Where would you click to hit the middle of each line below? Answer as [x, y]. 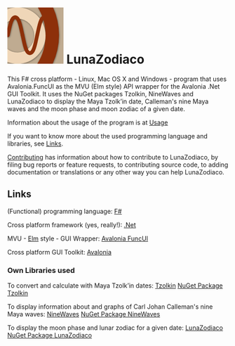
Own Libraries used [41, 270]
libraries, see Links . [35, 143]
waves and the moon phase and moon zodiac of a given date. [96, 108]
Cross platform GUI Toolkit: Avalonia [60, 252]
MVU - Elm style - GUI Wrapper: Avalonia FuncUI [78, 238]
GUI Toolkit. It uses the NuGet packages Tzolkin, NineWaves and [101, 94]
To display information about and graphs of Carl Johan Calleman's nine [110, 307]
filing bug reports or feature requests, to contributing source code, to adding [118, 165]
